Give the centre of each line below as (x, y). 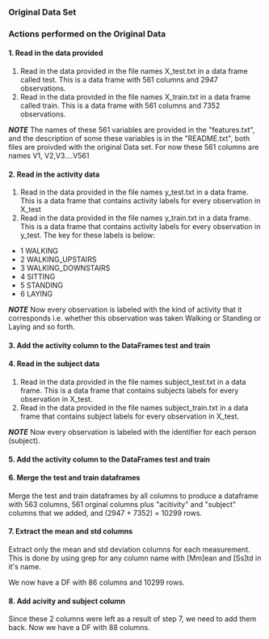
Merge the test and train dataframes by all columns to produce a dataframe (133, 496)
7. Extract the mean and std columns (71, 531)
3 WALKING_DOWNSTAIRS (65, 268)
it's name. (25, 567)
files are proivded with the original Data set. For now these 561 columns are (134, 147)
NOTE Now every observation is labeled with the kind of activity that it (125, 309)
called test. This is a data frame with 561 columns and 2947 (119, 80)
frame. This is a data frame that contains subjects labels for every (129, 390)
